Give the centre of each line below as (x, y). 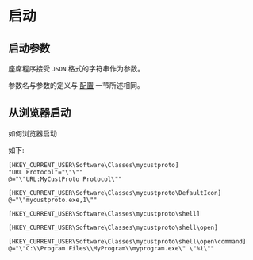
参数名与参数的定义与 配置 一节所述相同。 (76, 85)
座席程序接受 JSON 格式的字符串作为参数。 (77, 69)
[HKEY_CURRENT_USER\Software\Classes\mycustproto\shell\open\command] (127, 241)
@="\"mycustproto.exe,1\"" (53, 200)
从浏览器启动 (40, 113)
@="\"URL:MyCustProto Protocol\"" (65, 179)
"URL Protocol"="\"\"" (46, 172)
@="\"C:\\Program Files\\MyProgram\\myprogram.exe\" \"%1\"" (111, 248)
